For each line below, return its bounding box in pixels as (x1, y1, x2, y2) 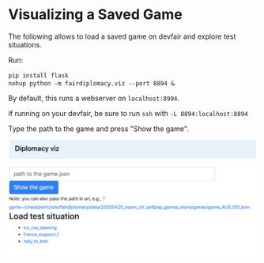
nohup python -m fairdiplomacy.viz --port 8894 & (8, 79, 175, 88)
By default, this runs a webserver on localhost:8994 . (8, 93, 180, 103)
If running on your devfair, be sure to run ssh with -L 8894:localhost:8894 (8, 108, 248, 118)
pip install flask (8, 71, 69, 80)
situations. (8, 39, 42, 49)
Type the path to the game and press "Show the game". (8, 124, 190, 133)
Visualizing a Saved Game (8, 6, 183, 24)
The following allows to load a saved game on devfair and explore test (8, 32, 236, 41)
